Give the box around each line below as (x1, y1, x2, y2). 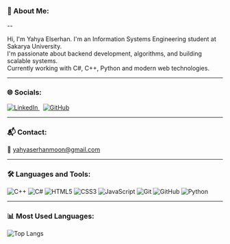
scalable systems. (7, 57, 58, 65)
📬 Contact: (7, 127, 47, 136)
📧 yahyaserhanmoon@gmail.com (7, 145, 101, 154)
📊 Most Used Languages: (7, 212, 94, 221)
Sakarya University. (7, 42, 62, 51)
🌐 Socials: (7, 88, 42, 97)
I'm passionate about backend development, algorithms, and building (7, 49, 202, 58)
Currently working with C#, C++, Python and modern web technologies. (7, 64, 210, 73)
